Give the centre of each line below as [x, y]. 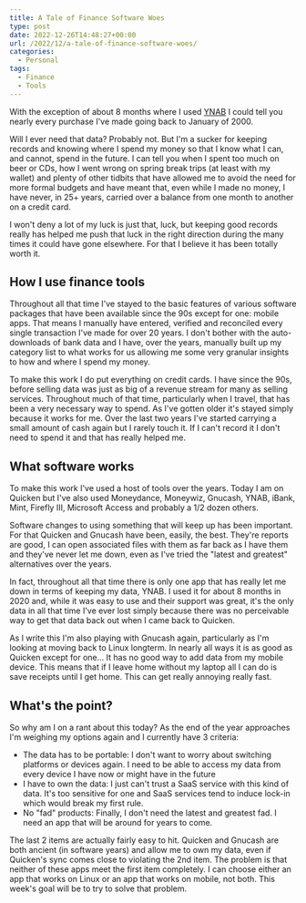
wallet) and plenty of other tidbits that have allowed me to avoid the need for [153, 178]
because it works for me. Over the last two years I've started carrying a [143, 418]
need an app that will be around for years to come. [117, 823]
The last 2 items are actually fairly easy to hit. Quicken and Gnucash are [144, 840]
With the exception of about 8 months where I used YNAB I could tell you [147, 111]
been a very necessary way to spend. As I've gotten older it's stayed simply [152, 409]
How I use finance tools [77, 282]
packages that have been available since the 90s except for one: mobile [144, 313]
